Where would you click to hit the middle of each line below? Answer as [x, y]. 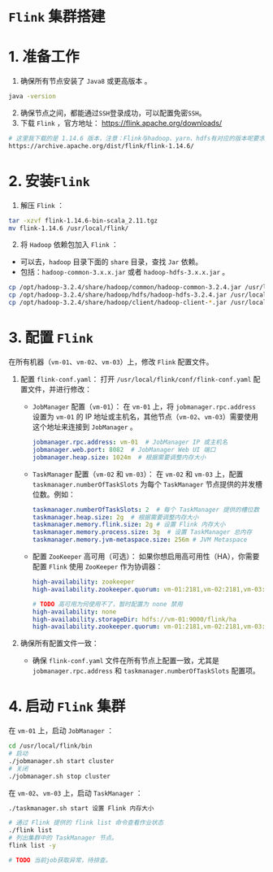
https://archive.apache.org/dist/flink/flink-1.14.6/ [102, 146]
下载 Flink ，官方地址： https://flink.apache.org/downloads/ [121, 123]
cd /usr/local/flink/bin [50, 746]
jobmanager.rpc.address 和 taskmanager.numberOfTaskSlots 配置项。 [146, 670]
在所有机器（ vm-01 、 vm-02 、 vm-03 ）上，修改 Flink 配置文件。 [111, 362]
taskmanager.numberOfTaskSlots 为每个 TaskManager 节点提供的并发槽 [147, 484]
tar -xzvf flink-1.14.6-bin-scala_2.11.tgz [83, 220]
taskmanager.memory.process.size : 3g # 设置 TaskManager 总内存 [142, 532]
